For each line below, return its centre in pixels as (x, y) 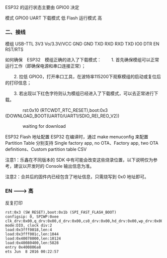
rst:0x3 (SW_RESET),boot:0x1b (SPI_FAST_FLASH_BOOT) (61, 212)
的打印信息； (18, 83)
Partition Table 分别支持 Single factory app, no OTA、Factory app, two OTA (82, 143)
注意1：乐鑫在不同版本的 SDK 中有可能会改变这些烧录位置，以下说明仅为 (79, 160)
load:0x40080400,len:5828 (32, 243)
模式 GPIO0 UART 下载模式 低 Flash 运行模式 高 (54, 18)
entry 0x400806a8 (23, 247)
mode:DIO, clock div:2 (29, 225)
